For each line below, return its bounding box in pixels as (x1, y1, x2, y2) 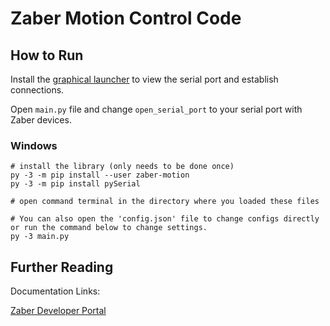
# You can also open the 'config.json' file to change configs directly (10, 214, 320, 224)
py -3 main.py (10, 232, 70, 242)
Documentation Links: (10, 285, 101, 297)
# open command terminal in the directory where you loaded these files (10, 197, 320, 207)
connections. (10, 84, 65, 96)
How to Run (10, 47, 84, 64)
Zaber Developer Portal (10, 305, 107, 317)
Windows (10, 138, 58, 152)
